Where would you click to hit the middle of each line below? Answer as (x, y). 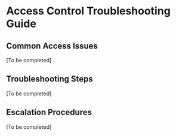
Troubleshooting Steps (50, 79)
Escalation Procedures (49, 112)
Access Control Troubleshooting (89, 11)
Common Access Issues (52, 46)
